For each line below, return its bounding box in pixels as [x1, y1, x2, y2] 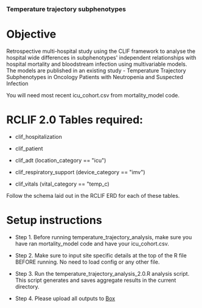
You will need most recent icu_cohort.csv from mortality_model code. [6, 91, 179, 99]
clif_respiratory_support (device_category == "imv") [15, 168, 145, 175]
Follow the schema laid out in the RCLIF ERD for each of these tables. [6, 192, 180, 199]
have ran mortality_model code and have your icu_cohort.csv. [15, 240, 169, 247]
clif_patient [15, 145, 43, 152]
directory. [15, 282, 40, 290]
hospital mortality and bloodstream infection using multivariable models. [6, 60, 187, 68]
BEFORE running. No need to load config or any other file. [15, 258, 160, 265]
